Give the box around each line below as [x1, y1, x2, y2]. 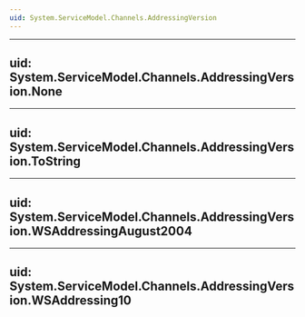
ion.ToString [9, 154, 82, 169]
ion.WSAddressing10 [9, 292, 132, 309]
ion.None [9, 84, 64, 100]
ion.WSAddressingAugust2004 [9, 223, 192, 239]
